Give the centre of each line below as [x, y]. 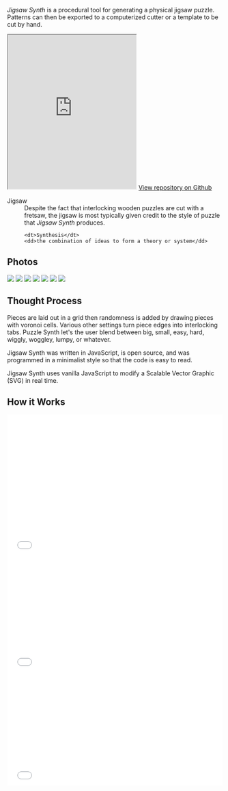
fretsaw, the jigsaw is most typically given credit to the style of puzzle [122, 215]
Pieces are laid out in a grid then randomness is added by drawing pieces [110, 317]
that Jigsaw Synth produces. [65, 223]
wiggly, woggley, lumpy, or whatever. [59, 339]
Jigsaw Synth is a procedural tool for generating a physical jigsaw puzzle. [111, 10]
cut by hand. [25, 24]
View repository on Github [175, 187]
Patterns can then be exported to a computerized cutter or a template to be [113, 17]
